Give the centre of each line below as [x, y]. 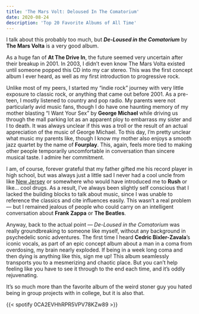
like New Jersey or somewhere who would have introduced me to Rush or [97, 181]
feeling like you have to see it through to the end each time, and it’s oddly [96, 269]
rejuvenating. [22, 275]
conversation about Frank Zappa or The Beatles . [66, 213]
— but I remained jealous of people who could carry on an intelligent [90, 207]
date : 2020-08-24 [28, 17]
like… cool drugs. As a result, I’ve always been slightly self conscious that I [97, 188]
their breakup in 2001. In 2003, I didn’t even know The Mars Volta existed [96, 64]
